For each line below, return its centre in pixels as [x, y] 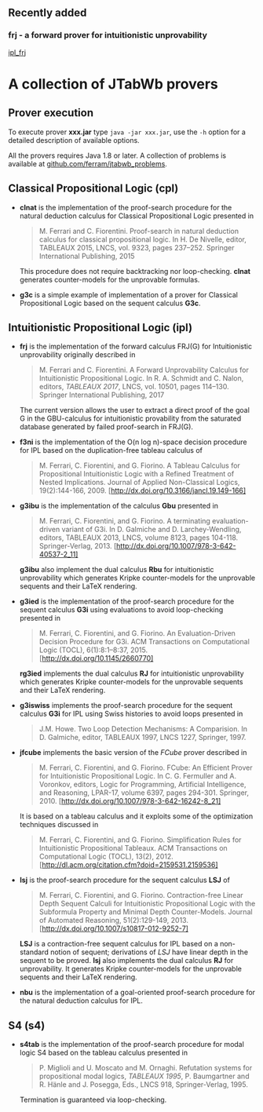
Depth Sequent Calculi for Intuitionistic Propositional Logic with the [147, 904]
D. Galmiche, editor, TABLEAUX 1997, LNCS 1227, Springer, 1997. [142, 738]
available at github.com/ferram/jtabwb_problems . [88, 163]
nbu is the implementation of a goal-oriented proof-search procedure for [137, 993]
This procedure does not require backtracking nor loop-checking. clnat [135, 271]
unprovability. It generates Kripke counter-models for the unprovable [130, 969]
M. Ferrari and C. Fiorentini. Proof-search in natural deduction [139, 231]
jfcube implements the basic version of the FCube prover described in [133, 753]
